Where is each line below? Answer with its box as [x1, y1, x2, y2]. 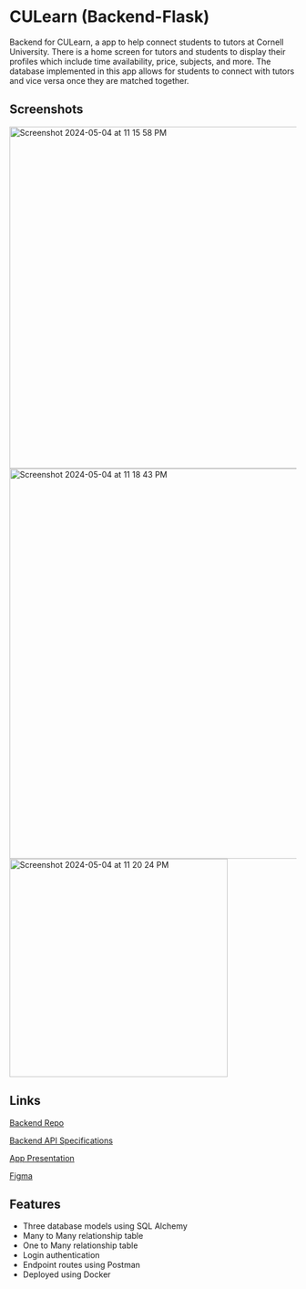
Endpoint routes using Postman [22, 1260, 141, 1271]
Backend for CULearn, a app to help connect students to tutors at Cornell [9, 36, 284, 47]
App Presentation [9, 1152, 75, 1163]
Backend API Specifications [9, 1135, 114, 1146]
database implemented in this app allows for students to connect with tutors [9, 66, 295, 77]
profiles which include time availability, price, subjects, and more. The [9, 56, 271, 67]
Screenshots [9, 102, 84, 118]
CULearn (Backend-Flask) [9, 6, 209, 27]
